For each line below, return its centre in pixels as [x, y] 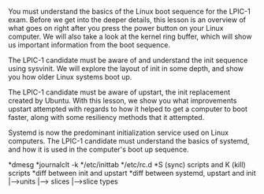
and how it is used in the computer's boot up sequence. [99, 149]
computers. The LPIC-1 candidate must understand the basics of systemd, [129, 141]
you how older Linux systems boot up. [70, 77]
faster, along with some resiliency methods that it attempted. [106, 117]
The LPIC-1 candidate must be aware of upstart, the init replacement [119, 92]
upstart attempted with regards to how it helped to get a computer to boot [128, 109]
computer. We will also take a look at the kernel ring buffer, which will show [130, 36]
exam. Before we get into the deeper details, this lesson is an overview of [127, 20]
